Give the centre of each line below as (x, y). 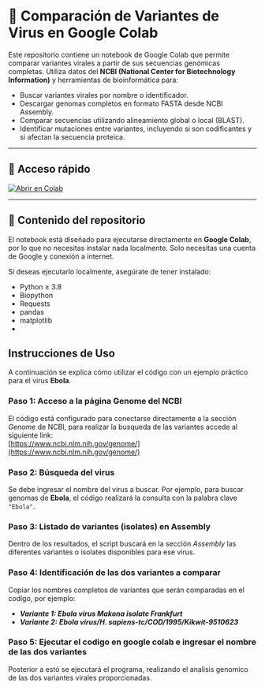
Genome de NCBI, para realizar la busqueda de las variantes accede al (123, 427)
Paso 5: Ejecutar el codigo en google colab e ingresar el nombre (132, 642)
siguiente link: (31, 435)
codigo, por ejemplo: (42, 598)
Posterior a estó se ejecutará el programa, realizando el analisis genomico (128, 669)
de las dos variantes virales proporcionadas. (80, 677)
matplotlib (36, 320)
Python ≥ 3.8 (41, 286)
